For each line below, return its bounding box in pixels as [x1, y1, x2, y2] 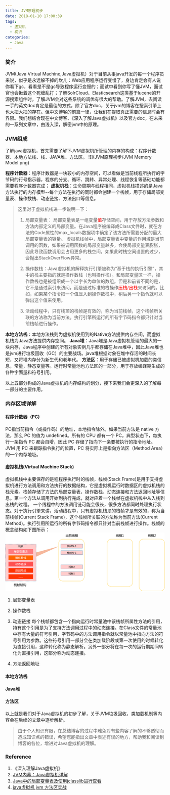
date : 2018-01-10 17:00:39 [5, 13, 62, 19]
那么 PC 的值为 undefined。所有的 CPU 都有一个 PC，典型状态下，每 [14, 432, 158, 438]
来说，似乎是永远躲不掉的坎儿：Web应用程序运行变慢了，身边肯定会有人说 [5, 77, 161, 83]
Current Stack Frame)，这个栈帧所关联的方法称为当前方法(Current [20, 514, 158, 520]
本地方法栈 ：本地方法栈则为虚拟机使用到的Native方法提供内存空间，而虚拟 [5, 331, 161, 337]
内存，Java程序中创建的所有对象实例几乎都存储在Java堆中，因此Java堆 [9, 344, 159, 350]
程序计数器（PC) [5, 414, 40, 420]
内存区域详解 [5, 400, 37, 407]
